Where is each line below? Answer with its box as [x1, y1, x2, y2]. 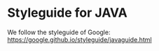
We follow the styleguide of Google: [7, 28, 111, 36]
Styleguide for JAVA [7, 5, 127, 21]
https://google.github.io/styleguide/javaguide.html [7, 35, 152, 43]
